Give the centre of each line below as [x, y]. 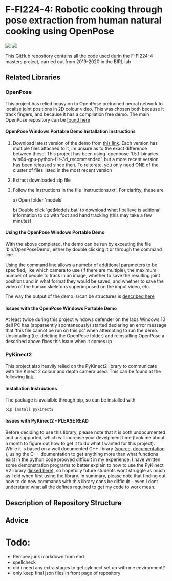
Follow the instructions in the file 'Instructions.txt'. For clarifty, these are [88, 190]
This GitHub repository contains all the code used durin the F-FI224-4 [79, 56]
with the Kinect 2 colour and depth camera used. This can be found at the [83, 371]
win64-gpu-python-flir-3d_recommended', [58, 159]
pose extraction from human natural [83, 20]
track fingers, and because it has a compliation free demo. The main [77, 114]
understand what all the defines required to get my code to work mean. [80, 487]
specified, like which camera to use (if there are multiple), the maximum [81, 270]
